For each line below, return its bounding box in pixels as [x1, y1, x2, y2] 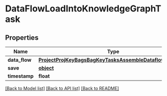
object [38, 65, 54, 71]
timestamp [7, 73, 34, 80]
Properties [5, 33, 39, 42]
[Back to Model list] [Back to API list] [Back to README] [5, 86, 119, 91]
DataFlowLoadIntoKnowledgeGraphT [5, 3, 162, 14]
